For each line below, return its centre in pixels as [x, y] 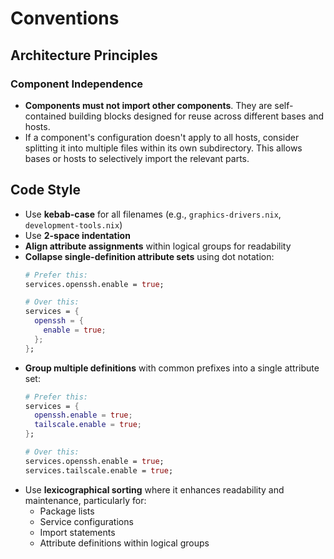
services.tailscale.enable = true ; [99, 470]
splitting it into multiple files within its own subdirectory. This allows [163, 148]
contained [45, 116]
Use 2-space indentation [77, 235]
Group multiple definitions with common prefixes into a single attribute [172, 368]
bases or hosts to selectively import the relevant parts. [137, 158]
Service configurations [86, 521]
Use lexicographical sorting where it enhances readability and [154, 489]
